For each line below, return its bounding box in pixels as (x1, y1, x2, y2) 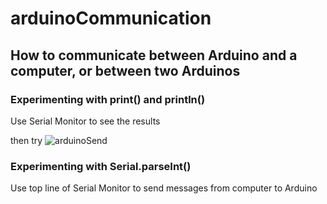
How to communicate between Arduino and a (10, 47, 298, 64)
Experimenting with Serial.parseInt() (10, 159, 192, 173)
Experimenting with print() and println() (10, 92, 206, 106)
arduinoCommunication (10, 7, 212, 30)
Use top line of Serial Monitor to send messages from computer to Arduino (10, 182, 318, 194)
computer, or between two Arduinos (10, 62, 241, 79)
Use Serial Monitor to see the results (10, 115, 161, 127)
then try (10, 134, 43, 146)
